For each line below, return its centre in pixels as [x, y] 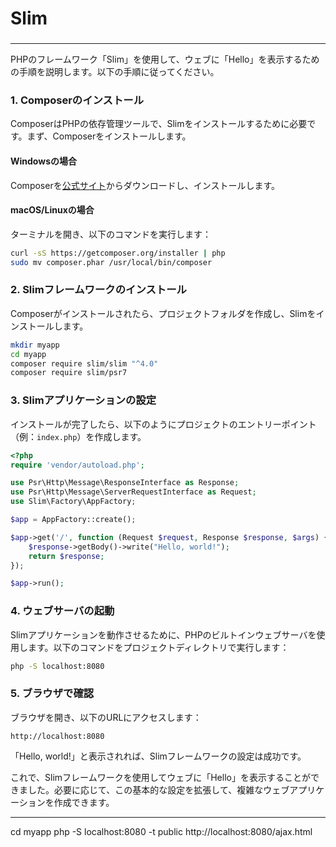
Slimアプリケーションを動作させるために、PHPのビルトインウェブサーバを [163, 634]
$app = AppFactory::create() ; [73, 520]
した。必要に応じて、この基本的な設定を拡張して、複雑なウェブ [158, 789]
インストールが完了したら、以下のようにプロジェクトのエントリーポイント [163, 424]
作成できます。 [84, 802]
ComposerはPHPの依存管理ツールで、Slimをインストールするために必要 [159, 124]
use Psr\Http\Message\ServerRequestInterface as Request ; [133, 492]
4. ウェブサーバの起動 [62, 611]
